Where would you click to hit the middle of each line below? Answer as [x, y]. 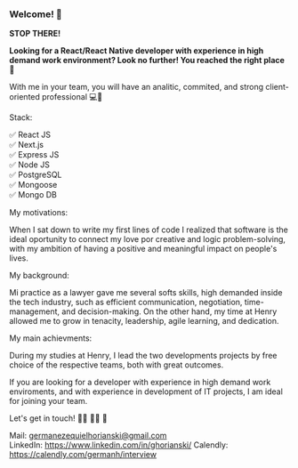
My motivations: [39, 213]
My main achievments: [51, 338]
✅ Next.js [27, 145]
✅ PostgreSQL [36, 175]
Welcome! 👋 [36, 14]
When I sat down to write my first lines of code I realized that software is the [149, 230]
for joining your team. [48, 401]
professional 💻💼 [72, 97]
